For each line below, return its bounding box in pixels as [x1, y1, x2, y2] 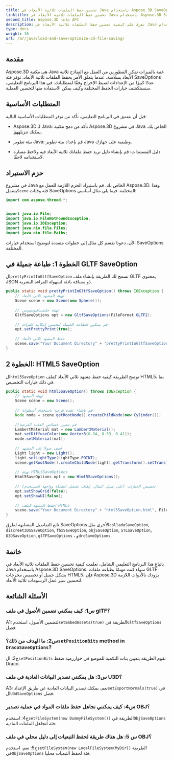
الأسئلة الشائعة [6, 592, 47, 601]
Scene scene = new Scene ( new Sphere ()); [15, 298, 102, 303]
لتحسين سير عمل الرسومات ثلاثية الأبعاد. [6, 577, 83, 583]
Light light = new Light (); [15, 451, 75, 456]
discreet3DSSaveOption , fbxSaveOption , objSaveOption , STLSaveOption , [6, 527, 152, 533]
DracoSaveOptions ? [6, 643, 52, 651]
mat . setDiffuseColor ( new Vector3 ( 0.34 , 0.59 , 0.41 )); [15, 432, 132, 437]
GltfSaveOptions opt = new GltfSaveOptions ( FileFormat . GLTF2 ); [15, 312, 153, 318]
